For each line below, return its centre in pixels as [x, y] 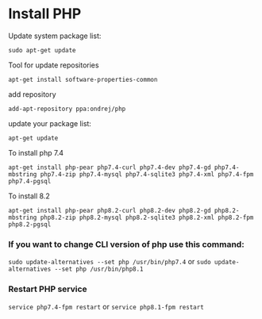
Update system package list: [55, 36]
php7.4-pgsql [30, 181]
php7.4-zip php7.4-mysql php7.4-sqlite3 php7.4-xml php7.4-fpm [147, 174]
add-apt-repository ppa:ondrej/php [67, 109]
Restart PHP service [48, 289]
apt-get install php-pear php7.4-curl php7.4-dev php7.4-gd [110, 167]
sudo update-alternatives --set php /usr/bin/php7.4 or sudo [110, 262]
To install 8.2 [29, 196]
